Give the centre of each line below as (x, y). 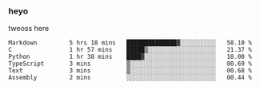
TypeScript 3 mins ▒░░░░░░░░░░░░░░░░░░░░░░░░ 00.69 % (130, 64)
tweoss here (29, 29)
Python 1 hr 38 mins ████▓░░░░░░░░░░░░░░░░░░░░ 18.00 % (130, 57)
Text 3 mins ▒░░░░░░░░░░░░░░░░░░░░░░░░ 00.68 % (130, 71)
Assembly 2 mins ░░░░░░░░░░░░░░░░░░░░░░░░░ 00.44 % (130, 78)
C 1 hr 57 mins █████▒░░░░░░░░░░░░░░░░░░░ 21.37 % (130, 50)
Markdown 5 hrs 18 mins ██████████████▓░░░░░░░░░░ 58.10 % (130, 43)
